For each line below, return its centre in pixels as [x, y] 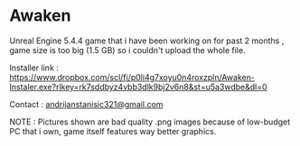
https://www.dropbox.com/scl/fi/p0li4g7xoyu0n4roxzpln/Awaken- [132, 77]
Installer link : [34, 68]
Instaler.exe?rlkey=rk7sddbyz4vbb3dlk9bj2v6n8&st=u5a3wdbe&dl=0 [139, 87]
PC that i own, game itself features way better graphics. [113, 131]
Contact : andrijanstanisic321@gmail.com [86, 104]
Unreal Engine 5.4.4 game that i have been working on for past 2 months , [147, 41]
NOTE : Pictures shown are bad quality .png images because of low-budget [150, 122]
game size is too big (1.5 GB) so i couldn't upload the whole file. [127, 50]
